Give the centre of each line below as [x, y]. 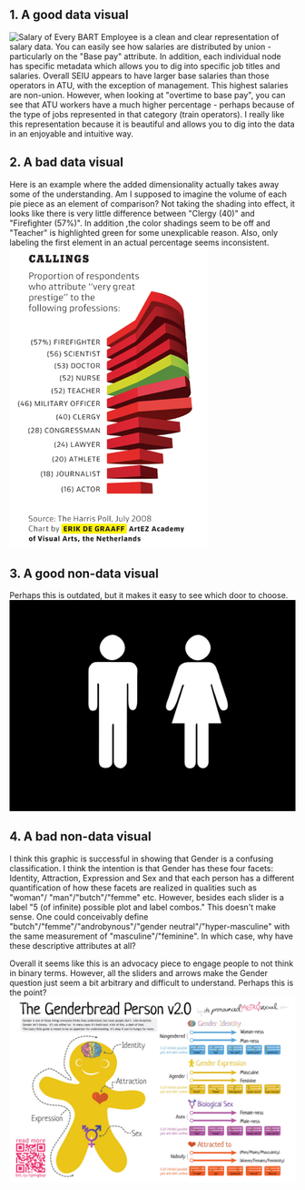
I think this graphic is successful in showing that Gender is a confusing [142, 859]
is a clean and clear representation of [209, 36]
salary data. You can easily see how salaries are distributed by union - [141, 46]
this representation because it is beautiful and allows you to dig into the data [152, 124]
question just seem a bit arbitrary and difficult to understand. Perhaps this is [152, 982]
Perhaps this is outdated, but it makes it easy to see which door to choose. [149, 595]
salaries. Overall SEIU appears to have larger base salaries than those [139, 76]
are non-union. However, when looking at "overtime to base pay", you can [148, 95]
